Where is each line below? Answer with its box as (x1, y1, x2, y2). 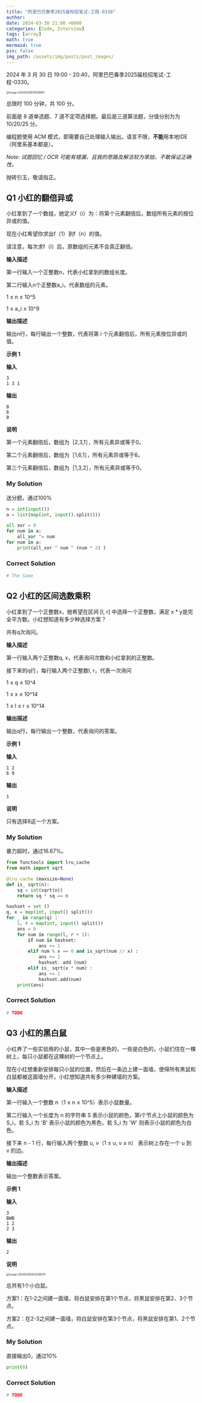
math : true (6, 37, 34, 43)
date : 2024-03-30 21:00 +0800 (6, 20, 82, 26)
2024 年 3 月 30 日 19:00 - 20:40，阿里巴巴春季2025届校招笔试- (6, 70, 167, 78)
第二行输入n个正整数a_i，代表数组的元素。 (6, 281, 111, 289)
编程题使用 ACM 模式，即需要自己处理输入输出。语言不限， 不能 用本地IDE (6, 133, 188, 140)
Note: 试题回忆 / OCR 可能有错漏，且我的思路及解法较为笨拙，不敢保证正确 (6, 153, 192, 160)
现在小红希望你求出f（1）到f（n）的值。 (6, 230, 105, 238)
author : (6, 14, 26, 20)
